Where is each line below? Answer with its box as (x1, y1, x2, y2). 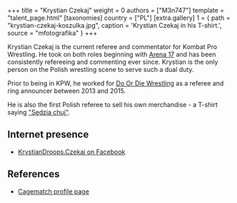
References (7, 168, 60, 180)
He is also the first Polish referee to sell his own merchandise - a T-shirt (7, 100, 218, 109)
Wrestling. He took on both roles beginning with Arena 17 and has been (7, 50, 216, 58)
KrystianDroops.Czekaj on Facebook (17, 147, 126, 156)
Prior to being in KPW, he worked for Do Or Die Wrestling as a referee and (7, 79, 224, 88)
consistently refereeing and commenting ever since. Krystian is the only (7, 58, 218, 66)
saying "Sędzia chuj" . (7, 108, 70, 116)
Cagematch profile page (17, 187, 89, 195)
